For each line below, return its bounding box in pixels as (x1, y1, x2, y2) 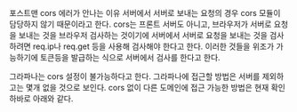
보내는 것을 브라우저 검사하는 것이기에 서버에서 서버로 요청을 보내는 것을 (18, 30, 269, 40)
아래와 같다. (32, 93, 74, 104)
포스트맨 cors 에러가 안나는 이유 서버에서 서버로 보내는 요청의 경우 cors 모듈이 (9, 8, 281, 18)
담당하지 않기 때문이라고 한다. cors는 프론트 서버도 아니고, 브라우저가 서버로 (9, 19, 272, 29)
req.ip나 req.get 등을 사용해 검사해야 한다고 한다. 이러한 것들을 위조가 (32, 41, 275, 52)
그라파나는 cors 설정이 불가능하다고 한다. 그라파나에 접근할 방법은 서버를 (9, 71, 261, 82)
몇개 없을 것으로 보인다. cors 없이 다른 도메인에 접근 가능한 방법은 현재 (25, 83, 269, 92)
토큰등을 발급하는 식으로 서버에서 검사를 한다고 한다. (39, 52, 221, 62)
